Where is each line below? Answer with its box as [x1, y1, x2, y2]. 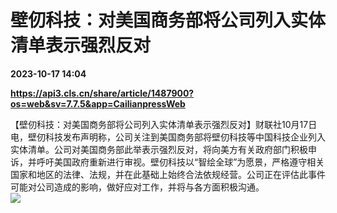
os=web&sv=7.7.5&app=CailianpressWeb [10, 97, 186, 110]
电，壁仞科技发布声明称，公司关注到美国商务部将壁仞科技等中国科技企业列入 [10, 131, 326, 143]
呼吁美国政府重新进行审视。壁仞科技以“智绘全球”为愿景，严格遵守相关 [36, 156, 325, 168]
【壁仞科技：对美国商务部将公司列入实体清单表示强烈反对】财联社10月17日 [10, 118, 318, 130]
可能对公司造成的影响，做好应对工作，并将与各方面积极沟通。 [10, 181, 265, 193]
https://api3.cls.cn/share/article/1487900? [10, 87, 195, 99]
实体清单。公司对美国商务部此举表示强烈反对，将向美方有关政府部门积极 [10, 143, 308, 155]
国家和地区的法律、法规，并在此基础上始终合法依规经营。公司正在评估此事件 [10, 168, 326, 180]
